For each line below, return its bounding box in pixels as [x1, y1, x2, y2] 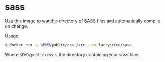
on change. [5, 23, 28, 29]
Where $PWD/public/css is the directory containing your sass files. [5, 51, 140, 57]
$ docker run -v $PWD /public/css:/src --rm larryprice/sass [5, 42, 132, 47]
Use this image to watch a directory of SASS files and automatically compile [5, 18, 160, 24]
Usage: [5, 33, 20, 39]
